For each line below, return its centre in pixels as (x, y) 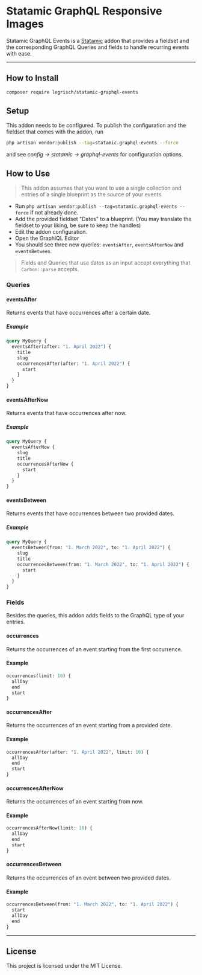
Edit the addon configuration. (51, 232)
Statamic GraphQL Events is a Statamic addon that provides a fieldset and (98, 40)
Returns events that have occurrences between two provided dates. (90, 513)
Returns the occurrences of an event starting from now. (75, 802)
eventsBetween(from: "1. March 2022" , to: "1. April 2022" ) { (91, 548)
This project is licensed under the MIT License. (64, 966)
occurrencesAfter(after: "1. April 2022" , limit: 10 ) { (78, 752)
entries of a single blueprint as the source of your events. (92, 195)
